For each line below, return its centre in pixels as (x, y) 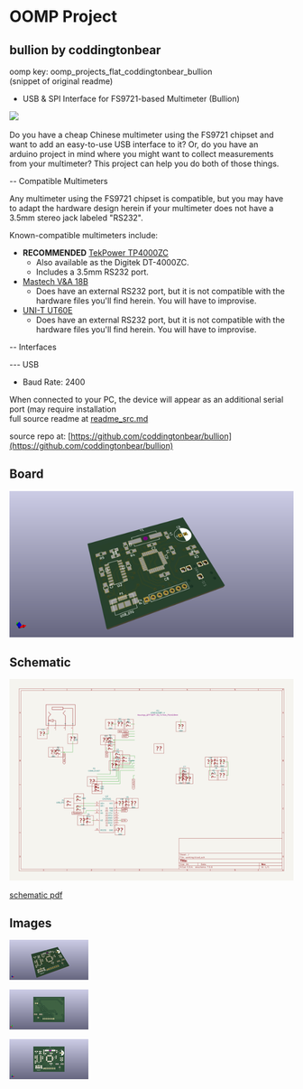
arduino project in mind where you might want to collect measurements (142, 154)
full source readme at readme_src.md (79, 419)
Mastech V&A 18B (55, 281)
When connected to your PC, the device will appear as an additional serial (147, 400)
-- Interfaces (33, 347)
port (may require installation (63, 409)
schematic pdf (36, 895)
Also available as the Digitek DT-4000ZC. (112, 262)
